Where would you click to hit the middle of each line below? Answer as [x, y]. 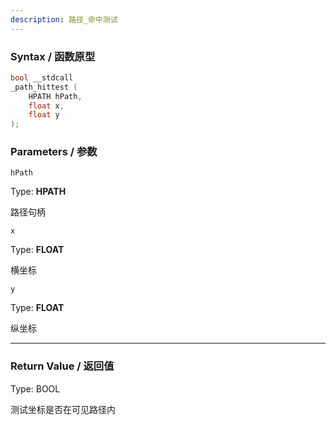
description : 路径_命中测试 [64, 19]
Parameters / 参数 [54, 152]
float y [44, 115]
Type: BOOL [35, 388]
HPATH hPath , [55, 96]
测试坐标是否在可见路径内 [63, 409]
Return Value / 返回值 [62, 366]
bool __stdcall [42, 77]
